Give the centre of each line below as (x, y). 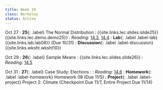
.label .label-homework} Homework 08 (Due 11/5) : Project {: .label (71, 77)
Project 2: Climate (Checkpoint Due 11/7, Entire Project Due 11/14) (87, 82)
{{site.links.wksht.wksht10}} (33, 48)
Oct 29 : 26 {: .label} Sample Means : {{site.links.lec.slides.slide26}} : (74, 57)
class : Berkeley (22, 14)
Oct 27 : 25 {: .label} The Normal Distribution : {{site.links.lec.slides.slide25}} (82, 33)
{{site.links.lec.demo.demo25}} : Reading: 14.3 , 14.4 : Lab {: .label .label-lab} (81, 37)
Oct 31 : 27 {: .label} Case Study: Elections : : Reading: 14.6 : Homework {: (78, 72)
